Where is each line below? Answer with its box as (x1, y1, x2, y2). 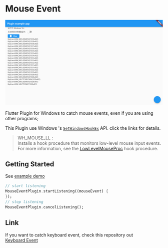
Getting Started (5, 160, 54, 168)
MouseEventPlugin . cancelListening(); (5, 204, 84, 209)
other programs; (5, 115, 39, 121)
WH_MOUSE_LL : (17, 135, 53, 141)
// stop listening (5, 199, 43, 204)
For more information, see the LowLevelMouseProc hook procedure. (17, 145, 158, 151)
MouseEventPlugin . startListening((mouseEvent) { (5, 189, 108, 194)
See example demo (5, 173, 45, 179)
